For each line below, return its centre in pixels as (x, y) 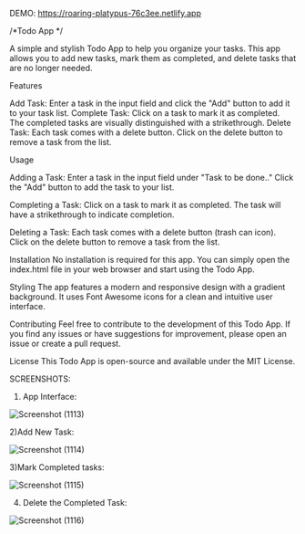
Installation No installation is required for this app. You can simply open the (150, 260)
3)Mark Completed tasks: (57, 467)
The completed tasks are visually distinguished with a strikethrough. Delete (150, 123)
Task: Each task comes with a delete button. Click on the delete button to (147, 132)
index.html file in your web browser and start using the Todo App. (132, 269)
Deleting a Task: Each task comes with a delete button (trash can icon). (143, 232)
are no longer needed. (51, 68)
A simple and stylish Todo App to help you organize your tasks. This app (145, 48)
